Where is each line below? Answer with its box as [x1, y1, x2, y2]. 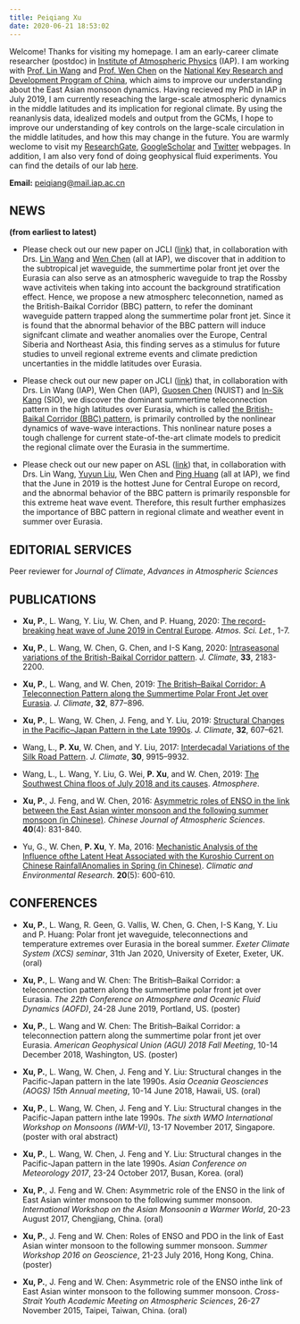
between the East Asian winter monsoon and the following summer [21, 805, 269, 815]
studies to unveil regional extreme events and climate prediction [21, 349, 258, 359]
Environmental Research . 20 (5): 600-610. [21, 869, 176, 881]
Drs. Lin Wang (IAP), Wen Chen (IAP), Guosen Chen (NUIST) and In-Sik [21, 385, 284, 396]
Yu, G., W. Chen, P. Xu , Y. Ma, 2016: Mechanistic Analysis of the [21, 841, 258, 852]
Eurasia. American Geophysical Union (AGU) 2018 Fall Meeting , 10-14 [21, 1039, 279, 1050]
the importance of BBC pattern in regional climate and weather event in [21, 507, 284, 518]
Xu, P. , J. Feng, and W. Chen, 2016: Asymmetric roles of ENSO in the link [21, 795, 290, 805]
